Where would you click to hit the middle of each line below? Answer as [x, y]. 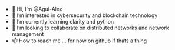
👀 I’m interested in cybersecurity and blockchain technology [85, 15]
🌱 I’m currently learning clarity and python [63, 21]
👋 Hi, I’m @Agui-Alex [37, 9]
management [28, 34]
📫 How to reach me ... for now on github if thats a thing [79, 41]
